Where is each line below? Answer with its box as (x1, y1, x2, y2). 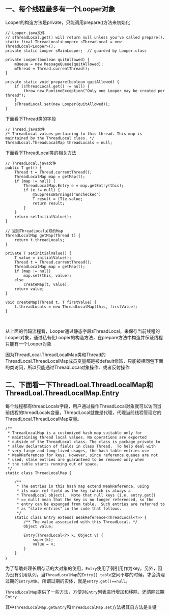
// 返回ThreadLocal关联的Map (5, 228, 64, 233)
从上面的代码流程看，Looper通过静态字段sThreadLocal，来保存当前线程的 (5, 328, 160, 334)
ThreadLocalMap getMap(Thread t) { (5, 233, 81, 238)
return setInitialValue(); (14, 214, 72, 219)
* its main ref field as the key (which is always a (16, 488, 131, 493)
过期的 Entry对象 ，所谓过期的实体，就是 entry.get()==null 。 (5, 578, 130, 584)
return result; (32, 200, 65, 206)
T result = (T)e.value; (32, 196, 83, 201)
